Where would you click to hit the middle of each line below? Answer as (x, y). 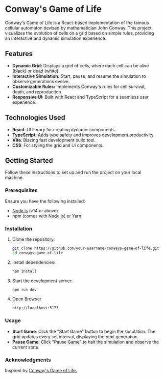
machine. (14, 177)
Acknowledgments (28, 360)
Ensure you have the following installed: (45, 201)
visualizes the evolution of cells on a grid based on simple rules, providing (80, 33)
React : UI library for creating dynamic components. (64, 129)
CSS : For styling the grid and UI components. (58, 145)
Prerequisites (21, 190)
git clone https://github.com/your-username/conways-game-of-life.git (86, 248)
